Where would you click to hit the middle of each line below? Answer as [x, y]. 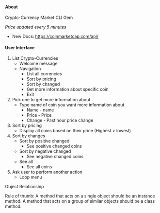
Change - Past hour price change [60, 120]
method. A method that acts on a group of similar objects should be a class [80, 201]
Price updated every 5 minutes [36, 27]
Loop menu [31, 177]
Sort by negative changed [45, 151]
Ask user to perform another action [47, 172]
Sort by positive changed [44, 141]
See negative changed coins [55, 157]
